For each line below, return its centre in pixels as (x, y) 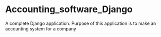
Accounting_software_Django (69, 9)
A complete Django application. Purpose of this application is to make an (81, 23)
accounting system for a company (41, 28)
